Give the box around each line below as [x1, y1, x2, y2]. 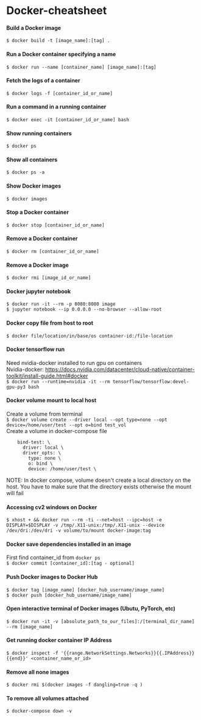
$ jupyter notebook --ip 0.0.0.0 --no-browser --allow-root [6, 306, 163, 312]
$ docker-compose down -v [6, 708, 72, 715]
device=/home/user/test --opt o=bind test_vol [6, 422, 127, 428]
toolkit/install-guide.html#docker [6, 372, 88, 379]
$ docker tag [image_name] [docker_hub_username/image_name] [6, 587, 165, 593]
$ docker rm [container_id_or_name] [6, 249, 99, 255]
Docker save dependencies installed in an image [6, 540, 132, 548]
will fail [6, 490, 24, 497]
